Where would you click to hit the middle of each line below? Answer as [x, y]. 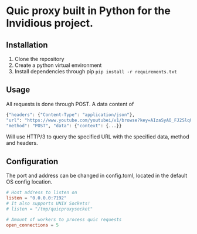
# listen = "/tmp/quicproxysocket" [50, 209]
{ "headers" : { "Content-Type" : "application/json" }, [70, 115]
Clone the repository [39, 59]
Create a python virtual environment [58, 65]
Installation [27, 45]
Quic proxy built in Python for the [89, 11]
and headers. [22, 143]
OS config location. [29, 182]
